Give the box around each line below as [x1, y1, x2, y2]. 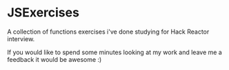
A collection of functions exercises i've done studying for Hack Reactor [7, 27, 210, 36]
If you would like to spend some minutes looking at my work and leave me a [7, 48, 222, 56]
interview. [7, 34, 35, 43]
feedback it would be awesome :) [7, 55, 102, 63]
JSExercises [7, 5, 79, 21]
